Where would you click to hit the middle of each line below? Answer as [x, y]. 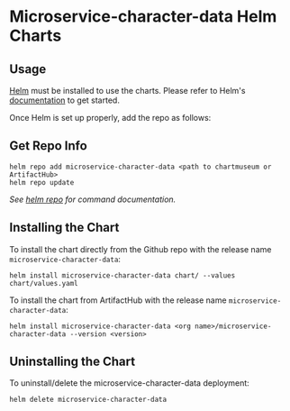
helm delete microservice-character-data [88, 400]
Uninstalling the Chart [72, 362]
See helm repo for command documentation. [93, 199]
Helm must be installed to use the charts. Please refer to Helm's [127, 91]
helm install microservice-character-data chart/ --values [122, 275]
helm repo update [42, 182]
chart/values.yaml [44, 283]
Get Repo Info [48, 146]
